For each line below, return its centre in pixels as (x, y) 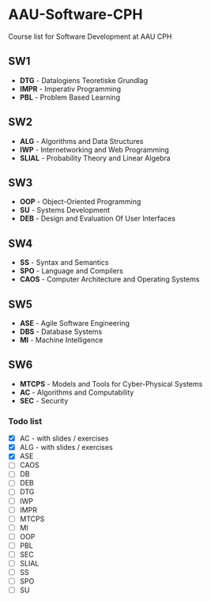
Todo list (25, 421)
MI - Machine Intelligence (61, 340)
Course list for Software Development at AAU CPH (90, 36)
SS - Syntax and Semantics (64, 263)
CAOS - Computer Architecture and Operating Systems (109, 279)
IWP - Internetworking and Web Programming (94, 149)
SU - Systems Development (65, 210)
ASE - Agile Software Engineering (75, 323)
